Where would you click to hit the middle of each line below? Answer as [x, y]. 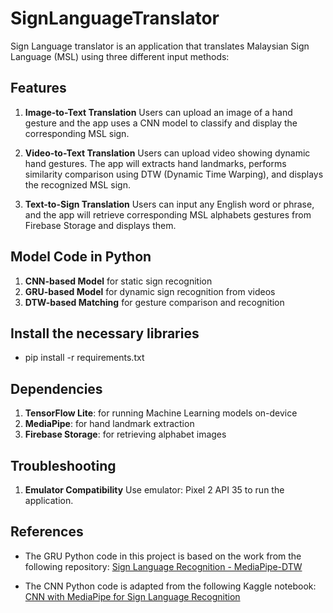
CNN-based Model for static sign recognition [118, 281]
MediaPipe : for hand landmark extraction [109, 424]
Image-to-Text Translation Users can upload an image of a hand [158, 112]
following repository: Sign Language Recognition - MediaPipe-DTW [163, 566]
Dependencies [56, 388]
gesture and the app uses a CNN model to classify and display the [161, 123]
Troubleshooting [63, 465]
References [47, 532]
